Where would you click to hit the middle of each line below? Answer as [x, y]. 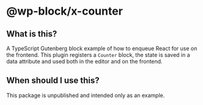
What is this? [32, 34]
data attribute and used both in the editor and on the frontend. [85, 61]
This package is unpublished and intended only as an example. [86, 95]
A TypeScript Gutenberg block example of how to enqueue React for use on [102, 48]
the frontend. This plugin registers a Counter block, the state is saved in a [98, 55]
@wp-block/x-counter [65, 11]
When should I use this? [53, 81]
